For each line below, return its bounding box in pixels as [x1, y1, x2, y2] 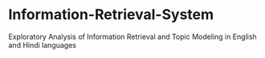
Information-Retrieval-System [8, 6, 214, 24]
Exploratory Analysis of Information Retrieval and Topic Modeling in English [8, 32, 257, 41]
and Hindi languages [8, 40, 76, 49]
